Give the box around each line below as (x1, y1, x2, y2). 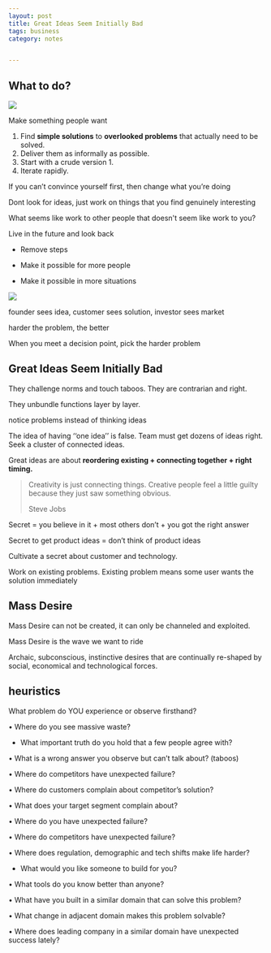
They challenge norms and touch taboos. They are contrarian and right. (8, 383, 247, 393)
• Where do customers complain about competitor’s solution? (8, 785, 214, 795)
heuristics (8, 684, 61, 699)
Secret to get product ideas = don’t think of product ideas (8, 535, 201, 545)
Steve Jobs (28, 504, 67, 513)
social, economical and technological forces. (8, 661, 158, 670)
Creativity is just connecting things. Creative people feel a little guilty (28, 479, 259, 489)
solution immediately (8, 575, 78, 585)
